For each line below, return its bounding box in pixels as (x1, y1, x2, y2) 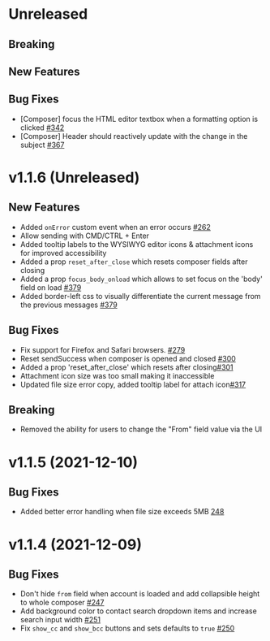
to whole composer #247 (19, 598, 105, 608)
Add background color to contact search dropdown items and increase (19, 606, 257, 616)
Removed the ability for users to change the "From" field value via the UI (19, 424, 263, 435)
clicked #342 (19, 123, 65, 132)
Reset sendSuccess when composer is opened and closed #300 (19, 353, 237, 363)
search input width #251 (19, 615, 101, 625)
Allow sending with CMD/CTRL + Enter (19, 231, 150, 240)
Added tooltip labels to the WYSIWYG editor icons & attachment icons (19, 239, 254, 249)
